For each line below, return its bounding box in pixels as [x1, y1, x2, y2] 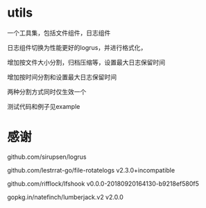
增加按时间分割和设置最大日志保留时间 [7, 73, 117, 81]
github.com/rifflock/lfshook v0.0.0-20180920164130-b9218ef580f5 [7, 179, 200, 188]
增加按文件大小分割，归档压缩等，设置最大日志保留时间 [7, 58, 165, 67]
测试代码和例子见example [7, 102, 80, 110]
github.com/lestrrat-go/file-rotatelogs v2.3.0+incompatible [7, 166, 175, 174]
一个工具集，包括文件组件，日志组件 [7, 28, 111, 37]
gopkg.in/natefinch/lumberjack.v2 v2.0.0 [7, 193, 123, 201]
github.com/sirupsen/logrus [7, 153, 87, 161]
